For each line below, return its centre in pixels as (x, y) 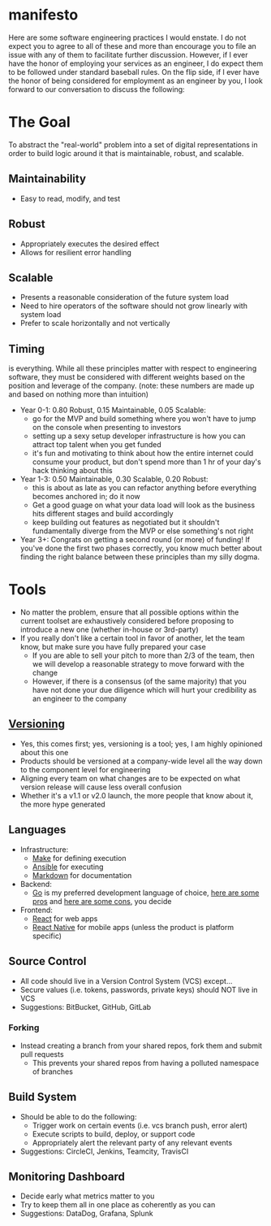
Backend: (36, 884)
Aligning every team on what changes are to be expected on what (130, 778)
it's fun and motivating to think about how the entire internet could (143, 454)
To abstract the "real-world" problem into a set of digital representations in (133, 145)
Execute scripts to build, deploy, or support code (114, 1134)
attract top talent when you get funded (97, 445)
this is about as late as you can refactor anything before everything (144, 488)
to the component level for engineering (85, 769)
